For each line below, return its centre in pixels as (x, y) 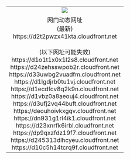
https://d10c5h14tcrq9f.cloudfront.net (65, 147)
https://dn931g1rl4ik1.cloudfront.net (65, 118)
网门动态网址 (65, 20)
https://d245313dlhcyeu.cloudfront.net (65, 140)
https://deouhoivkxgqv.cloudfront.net (65, 110)
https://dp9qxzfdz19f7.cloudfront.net (65, 133)
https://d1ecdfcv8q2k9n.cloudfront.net (65, 89)
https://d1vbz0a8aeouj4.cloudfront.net (65, 96)
